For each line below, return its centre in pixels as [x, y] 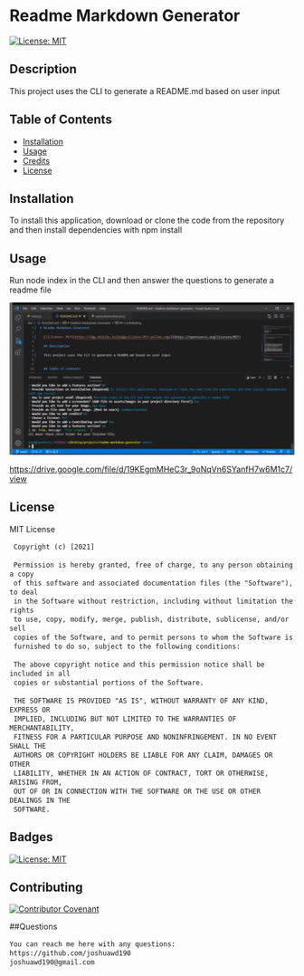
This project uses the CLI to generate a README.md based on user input [145, 91]
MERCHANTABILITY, [42, 728]
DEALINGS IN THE [40, 800]
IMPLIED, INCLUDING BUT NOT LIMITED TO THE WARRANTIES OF [125, 719]
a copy [22, 574]
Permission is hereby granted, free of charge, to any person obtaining [153, 565]
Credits [36, 160]
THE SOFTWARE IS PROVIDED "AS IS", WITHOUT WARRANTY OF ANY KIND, [141, 701]
